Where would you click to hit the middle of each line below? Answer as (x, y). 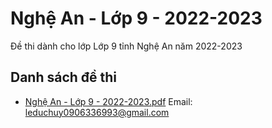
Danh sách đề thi (64, 77)
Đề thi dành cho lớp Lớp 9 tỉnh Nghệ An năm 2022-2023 (126, 46)
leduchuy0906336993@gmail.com (97, 112)
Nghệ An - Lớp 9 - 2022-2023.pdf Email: (108, 101)
